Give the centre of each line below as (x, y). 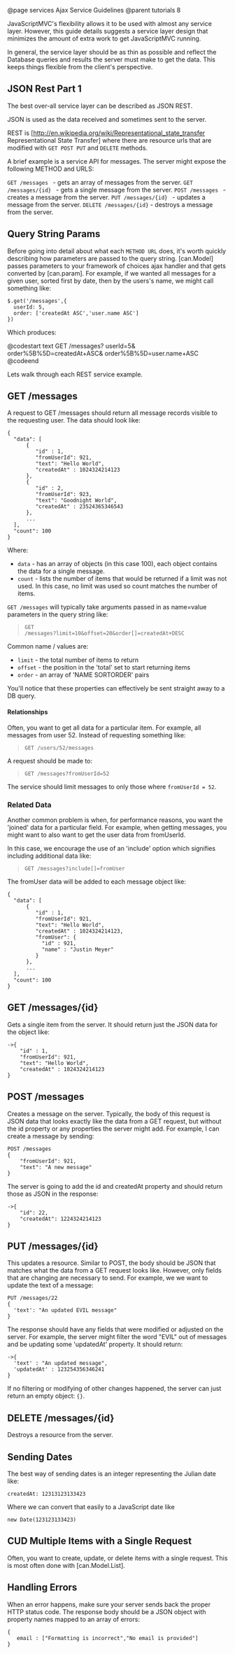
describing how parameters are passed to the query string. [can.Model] (111, 258)
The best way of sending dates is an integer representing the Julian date (112, 1473)
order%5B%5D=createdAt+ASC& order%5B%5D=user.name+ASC (103, 353)
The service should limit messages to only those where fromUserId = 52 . (112, 786)
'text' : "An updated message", (61, 1364)
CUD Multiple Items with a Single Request (100, 1541)
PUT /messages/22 (33, 1298)
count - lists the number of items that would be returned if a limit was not (122, 579)
